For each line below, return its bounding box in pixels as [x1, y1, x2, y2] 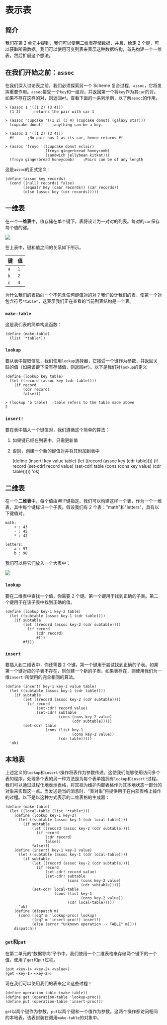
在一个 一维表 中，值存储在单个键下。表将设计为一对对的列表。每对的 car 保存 [5, 218, 160, 224]
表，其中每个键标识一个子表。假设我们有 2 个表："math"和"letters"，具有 [5, 504, 155, 510]
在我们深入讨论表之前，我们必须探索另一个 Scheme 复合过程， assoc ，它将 [5, 83, 158, 88]
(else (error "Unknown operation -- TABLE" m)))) [31, 922, 137, 927]
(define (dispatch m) [14, 908, 59, 914]
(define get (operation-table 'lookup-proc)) [5, 995, 101, 1000]
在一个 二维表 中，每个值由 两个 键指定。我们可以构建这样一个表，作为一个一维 [5, 498, 162, 504]
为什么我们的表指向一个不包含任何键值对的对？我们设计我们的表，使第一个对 [5, 292, 162, 298]
